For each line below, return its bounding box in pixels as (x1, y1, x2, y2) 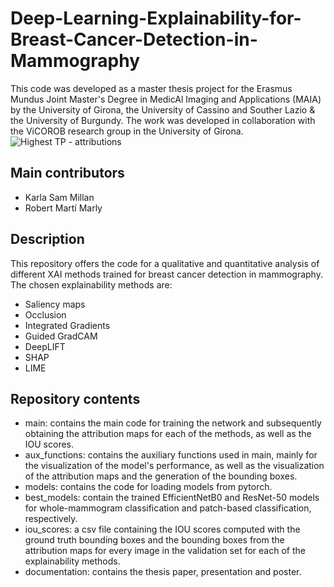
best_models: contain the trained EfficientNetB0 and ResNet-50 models (24, 492, 320, 504)
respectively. (24, 513, 78, 525)
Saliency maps (24, 298, 86, 310)
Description (10, 231, 85, 248)
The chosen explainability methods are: (10, 278, 173, 291)
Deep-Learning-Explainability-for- (10, 7, 302, 30)
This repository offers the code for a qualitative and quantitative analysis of (10, 257, 320, 269)
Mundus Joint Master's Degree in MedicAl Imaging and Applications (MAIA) (10, 93, 322, 105)
